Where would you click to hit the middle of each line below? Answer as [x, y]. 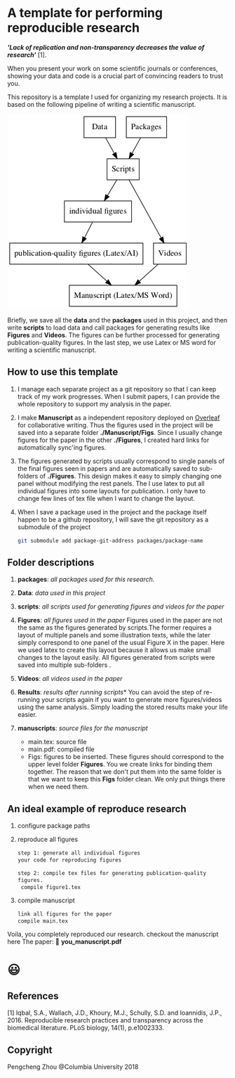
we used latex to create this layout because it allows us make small [114, 650]
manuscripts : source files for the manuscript [83, 728]
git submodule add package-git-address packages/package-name [110, 540]
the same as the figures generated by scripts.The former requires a [114, 628]
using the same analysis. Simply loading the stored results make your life [122, 707]
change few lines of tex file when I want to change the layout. [106, 498]
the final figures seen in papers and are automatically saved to [107, 468]
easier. [27, 715]
